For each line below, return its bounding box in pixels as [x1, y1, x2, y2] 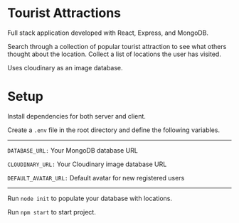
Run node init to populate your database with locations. [7, 194, 173, 202]
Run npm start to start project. [7, 207, 96, 216]
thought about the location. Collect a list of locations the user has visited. [7, 50, 222, 58]
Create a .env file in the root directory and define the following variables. [7, 126, 221, 134]
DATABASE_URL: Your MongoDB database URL [7, 146, 139, 154]
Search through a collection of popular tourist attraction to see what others [7, 42, 227, 50]
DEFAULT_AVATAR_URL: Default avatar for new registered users [7, 173, 185, 182]
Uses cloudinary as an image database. [7, 63, 123, 72]
